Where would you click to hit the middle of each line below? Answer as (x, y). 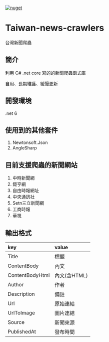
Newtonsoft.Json (30, 142)
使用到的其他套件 (31, 130)
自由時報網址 (25, 191)
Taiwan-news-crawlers (55, 28)
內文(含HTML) (71, 276)
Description (21, 294)
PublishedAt (22, 332)
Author (16, 285)
